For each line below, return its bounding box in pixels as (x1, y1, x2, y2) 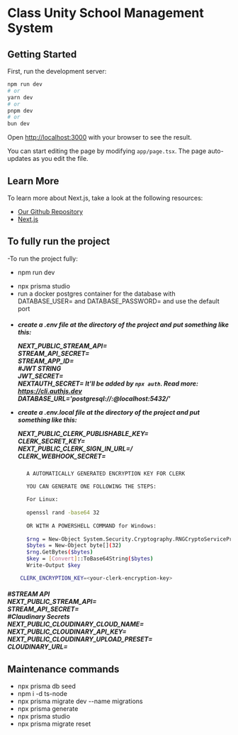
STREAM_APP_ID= (17, 357, 74, 366)
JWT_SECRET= (17, 372, 64, 381)
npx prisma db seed (17, 682, 76, 690)
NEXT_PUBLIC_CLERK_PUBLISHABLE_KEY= (17, 430, 149, 438)
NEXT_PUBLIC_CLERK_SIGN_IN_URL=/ (17, 444, 133, 453)
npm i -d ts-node (17, 690, 67, 698)
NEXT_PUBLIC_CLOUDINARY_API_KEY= (7, 627, 127, 636)
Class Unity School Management (7, 5, 204, 21)
